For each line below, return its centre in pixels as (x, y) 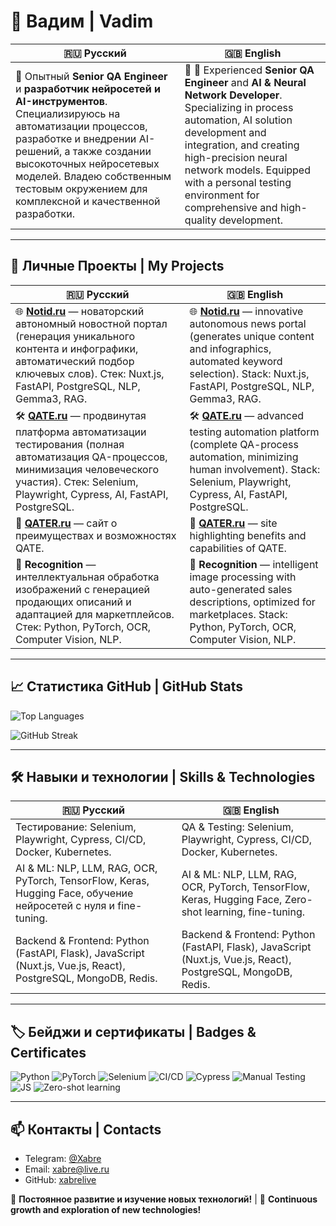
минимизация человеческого (87, 469)
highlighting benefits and (248, 535)
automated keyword (236, 361)
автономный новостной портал (91, 323)
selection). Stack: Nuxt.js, (249, 373)
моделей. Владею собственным (93, 176)
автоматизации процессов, (81, 126)
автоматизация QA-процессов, (91, 457)
